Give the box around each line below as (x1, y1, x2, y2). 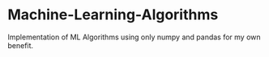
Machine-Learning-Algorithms (7, 6, 219, 24)
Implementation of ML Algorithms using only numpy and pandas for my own (7, 32, 261, 42)
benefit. (7, 40, 34, 50)
